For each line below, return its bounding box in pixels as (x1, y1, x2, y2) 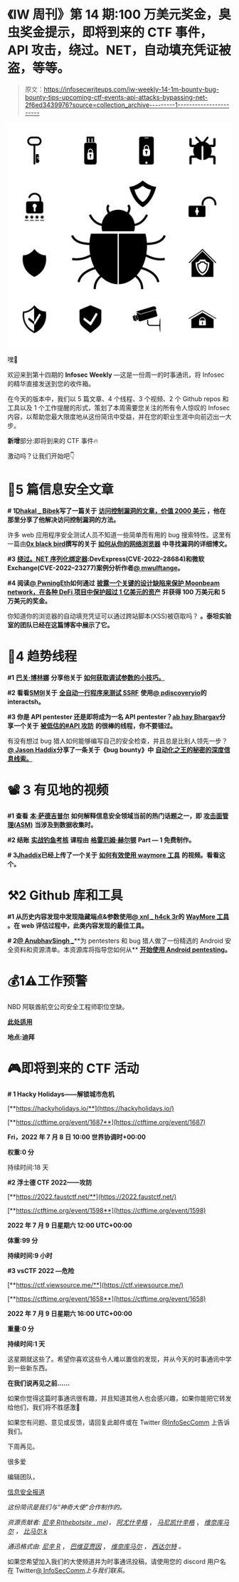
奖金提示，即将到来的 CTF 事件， (20, 24, 213, 41)
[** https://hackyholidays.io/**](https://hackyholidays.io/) (7, 1104, 174, 1112)
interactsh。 (7, 697, 45, 706)
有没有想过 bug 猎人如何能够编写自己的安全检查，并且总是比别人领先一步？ (7, 736, 228, 745)
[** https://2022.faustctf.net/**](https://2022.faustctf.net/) (7, 1192, 176, 1201)
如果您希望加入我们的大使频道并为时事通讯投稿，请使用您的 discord (7, 1557, 206, 1566)
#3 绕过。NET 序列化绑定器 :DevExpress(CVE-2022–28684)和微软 (7, 554, 205, 563)
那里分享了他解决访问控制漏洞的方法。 (7, 515, 119, 524)
